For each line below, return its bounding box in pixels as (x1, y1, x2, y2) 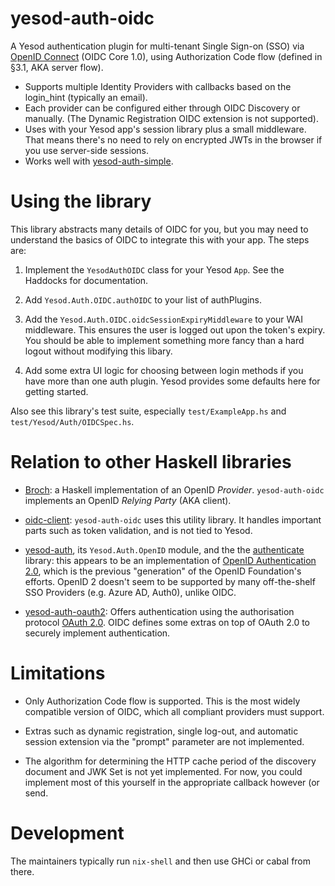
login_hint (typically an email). (24, 91, 148, 103)
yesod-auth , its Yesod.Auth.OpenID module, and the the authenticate (24, 543, 305, 556)
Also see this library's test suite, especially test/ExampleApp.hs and (10, 405, 287, 417)
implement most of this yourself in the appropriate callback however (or (24, 776, 320, 788)
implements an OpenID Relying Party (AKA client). (24, 494, 232, 506)
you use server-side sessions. (24, 144, 149, 156)
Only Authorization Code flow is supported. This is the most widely (24, 695, 301, 707)
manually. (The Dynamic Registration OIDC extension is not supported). (24, 112, 319, 124)
